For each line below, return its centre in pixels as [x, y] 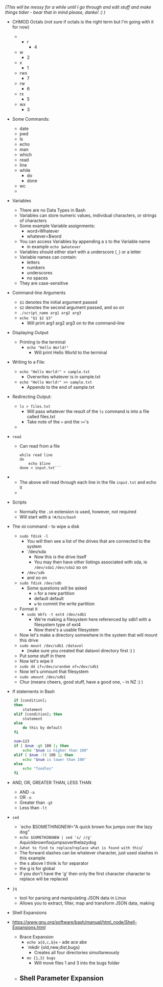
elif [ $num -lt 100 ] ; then [44, 755]
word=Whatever [43, 231]
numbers [36, 267]
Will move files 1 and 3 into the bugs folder [77, 963]
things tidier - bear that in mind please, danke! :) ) [55, 12]
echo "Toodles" [38, 769]
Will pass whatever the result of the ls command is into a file [88, 411]
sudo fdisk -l [34, 536]
